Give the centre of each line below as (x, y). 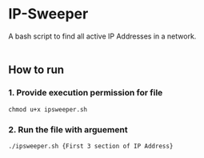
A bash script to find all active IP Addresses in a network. (102, 36)
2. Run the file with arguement (68, 129)
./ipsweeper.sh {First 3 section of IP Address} (91, 146)
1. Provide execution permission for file (86, 93)
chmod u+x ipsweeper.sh (48, 109)
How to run (36, 70)
